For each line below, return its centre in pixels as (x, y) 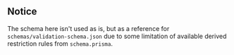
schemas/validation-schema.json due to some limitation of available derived (117, 36)
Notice (22, 12)
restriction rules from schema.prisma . (60, 43)
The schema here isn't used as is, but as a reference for (88, 28)
